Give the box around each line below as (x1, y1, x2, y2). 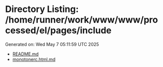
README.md (12, 51, 39, 57)
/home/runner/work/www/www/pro (5, 14, 158, 25)
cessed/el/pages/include (5, 25, 112, 36)
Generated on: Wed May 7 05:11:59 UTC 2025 (5, 41, 99, 47)
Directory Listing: (5, 3, 79, 15)
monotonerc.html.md (12, 56, 56, 62)
